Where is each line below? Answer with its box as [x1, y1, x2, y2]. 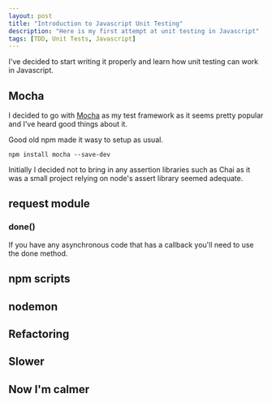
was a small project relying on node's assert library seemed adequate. [8, 174, 244, 184]
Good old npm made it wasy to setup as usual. [8, 135, 164, 145]
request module [8, 197, 91, 211]
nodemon [8, 300, 58, 313]
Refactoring [8, 326, 70, 341]
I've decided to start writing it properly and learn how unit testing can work [8, 57, 259, 67]
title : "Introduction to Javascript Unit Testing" [8, 19, 183, 28]
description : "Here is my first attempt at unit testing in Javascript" [8, 27, 260, 35]
